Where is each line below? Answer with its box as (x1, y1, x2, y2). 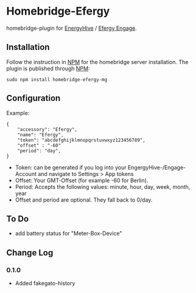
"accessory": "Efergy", (17, 126, 78, 132)
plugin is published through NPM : (6, 65, 90, 72)
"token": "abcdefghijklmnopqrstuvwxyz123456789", (17, 137, 146, 143)
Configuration (6, 93, 61, 104)
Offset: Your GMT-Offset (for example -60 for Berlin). (15, 177, 149, 184)
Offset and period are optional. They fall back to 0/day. (15, 196, 153, 203)
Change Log (6, 247, 54, 258)
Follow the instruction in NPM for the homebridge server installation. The (6, 58, 189, 65)
